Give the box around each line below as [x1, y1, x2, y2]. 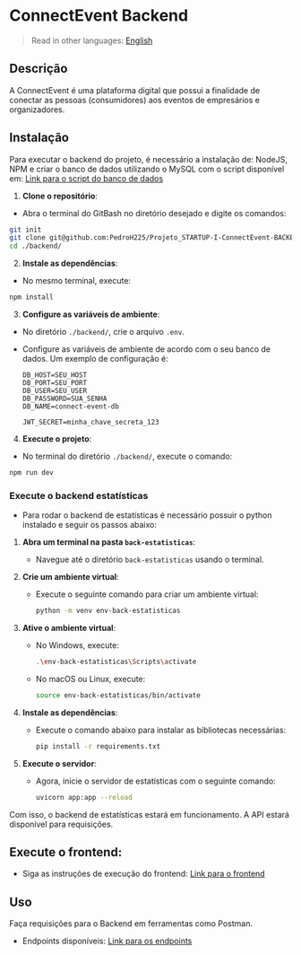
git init [9, 225, 42, 234]
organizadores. [9, 104, 65, 115]
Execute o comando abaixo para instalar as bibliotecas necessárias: [35, 724, 287, 735]
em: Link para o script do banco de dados [9, 172, 164, 184]
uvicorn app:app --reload [35, 793, 133, 802]
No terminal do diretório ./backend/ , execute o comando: [21, 451, 233, 462]
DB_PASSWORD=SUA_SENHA [21, 394, 107, 404]
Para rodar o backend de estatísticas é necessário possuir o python [21, 510, 272, 521]
